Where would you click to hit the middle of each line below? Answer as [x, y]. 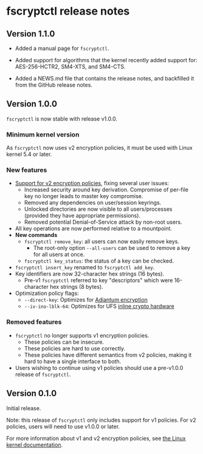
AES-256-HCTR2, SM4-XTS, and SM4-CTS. [70, 66]
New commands [36, 235]
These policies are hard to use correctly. [75, 348]
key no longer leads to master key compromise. [84, 196]
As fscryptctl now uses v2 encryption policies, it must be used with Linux [99, 148]
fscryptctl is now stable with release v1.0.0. [62, 119]
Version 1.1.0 [31, 34]
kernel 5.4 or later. [29, 154]
